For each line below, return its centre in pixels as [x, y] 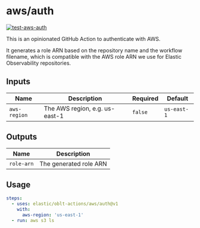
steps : [14, 198]
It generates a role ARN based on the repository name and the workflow [94, 50]
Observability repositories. [39, 63]
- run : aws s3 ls [33, 220]
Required [145, 98]
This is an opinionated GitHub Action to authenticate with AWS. [83, 39]
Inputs [18, 82]
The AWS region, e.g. [73, 108]
